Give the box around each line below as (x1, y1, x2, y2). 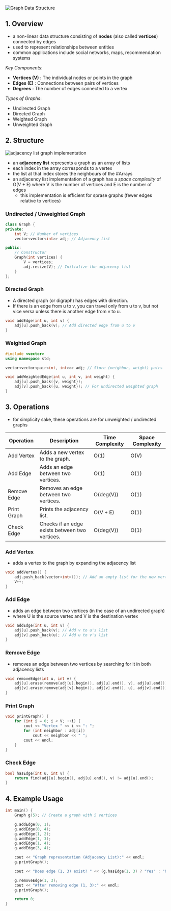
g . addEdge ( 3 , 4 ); (14, 846, 51, 851)
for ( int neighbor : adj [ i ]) (23, 728, 85, 733)
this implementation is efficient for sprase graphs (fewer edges (20, 192, 153, 198)
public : (5, 245, 22, 250)
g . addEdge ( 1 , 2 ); (14, 831, 51, 837)
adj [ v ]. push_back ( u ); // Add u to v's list (14, 632, 108, 638)
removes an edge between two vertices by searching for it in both (12, 661, 151, 667)
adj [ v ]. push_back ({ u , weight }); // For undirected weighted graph (14, 384, 158, 389)
